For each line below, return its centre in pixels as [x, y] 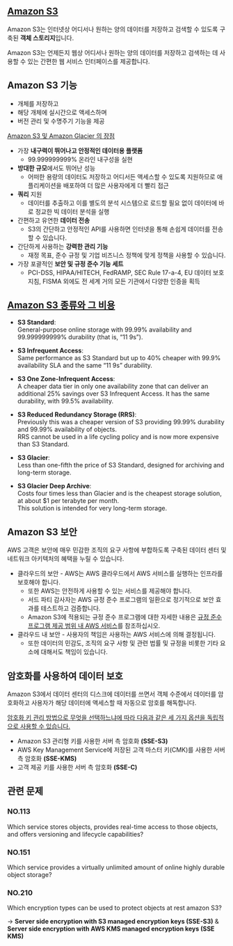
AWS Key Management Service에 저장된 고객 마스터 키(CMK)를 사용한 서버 [121, 750]
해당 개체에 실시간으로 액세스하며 [62, 112]
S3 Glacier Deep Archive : [54, 486]
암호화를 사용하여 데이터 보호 [65, 676]
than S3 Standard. [43, 444]
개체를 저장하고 [38, 103]
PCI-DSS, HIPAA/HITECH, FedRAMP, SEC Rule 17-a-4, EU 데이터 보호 [126, 272]
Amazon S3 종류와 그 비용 [61, 305]
